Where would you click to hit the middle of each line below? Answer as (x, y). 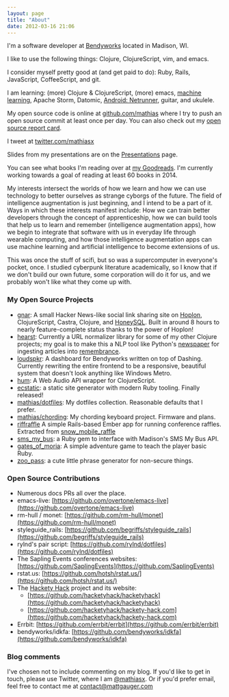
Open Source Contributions (54, 478)
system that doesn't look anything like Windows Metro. (94, 373)
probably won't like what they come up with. (69, 282)
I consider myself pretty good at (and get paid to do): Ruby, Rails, (99, 72)
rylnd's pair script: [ (45, 544)
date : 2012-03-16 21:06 (41, 26)
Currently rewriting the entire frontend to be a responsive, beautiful (111, 366)
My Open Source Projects (51, 300)
